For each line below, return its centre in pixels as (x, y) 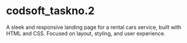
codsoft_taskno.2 (50, 11)
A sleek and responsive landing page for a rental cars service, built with (94, 27)
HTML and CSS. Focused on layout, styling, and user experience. (86, 33)
